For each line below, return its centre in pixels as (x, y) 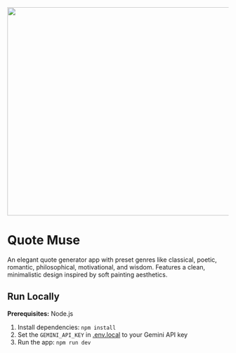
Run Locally (33, 297)
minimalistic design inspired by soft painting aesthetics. (87, 274)
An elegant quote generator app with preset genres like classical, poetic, (112, 260)
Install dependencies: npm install (66, 327)
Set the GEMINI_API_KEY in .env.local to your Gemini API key (103, 334)
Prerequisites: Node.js (40, 313)
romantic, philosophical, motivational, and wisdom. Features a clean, (106, 267)
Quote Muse (44, 240)
